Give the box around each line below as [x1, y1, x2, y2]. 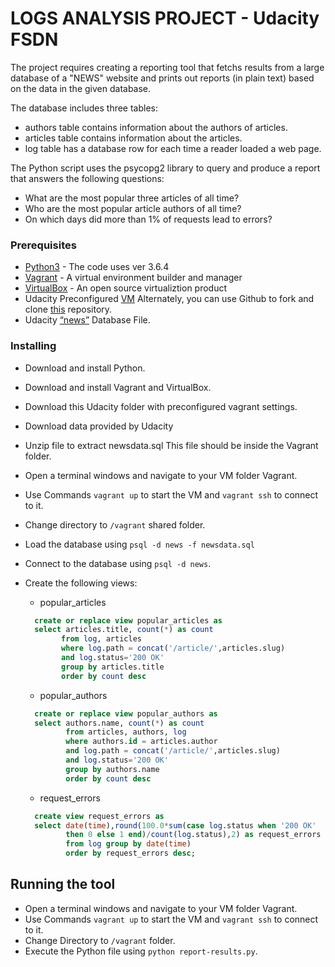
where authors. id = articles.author [65, 737, 218, 747]
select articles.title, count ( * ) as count [34, 625, 214, 635]
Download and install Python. [24, 362, 146, 374]
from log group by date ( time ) [65, 839, 192, 849]
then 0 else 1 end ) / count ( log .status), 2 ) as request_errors [65, 830, 322, 840]
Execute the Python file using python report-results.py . [24, 945, 258, 957]
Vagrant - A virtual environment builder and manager [24, 272, 243, 284]
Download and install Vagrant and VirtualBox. [24, 381, 212, 393]
